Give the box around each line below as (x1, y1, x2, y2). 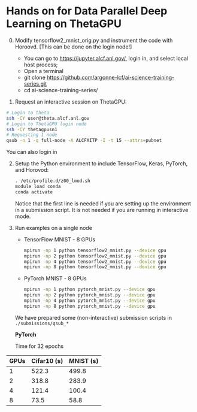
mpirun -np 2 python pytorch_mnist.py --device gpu (23, 292, 156, 298)
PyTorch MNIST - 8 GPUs (23, 275, 87, 282)
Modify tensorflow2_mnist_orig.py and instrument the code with (14, 37, 173, 44)
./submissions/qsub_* (14, 320, 69, 326)
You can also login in (6, 149, 57, 156)
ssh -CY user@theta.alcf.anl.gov (6, 115, 90, 121)
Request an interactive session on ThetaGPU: (14, 98, 127, 105)
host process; (23, 61, 58, 68)
